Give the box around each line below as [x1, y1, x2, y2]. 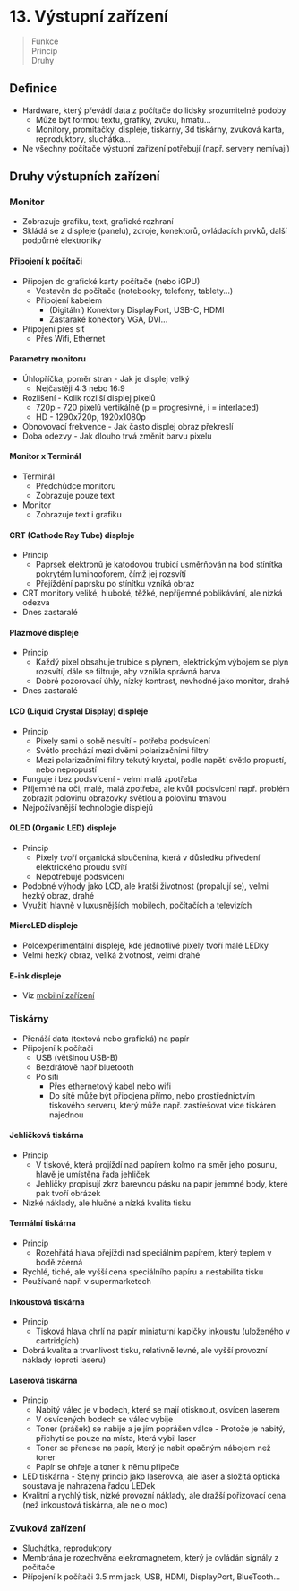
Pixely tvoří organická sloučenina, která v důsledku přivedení [35, 852, 261, 863]
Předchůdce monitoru [35, 481, 116, 491]
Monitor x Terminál [9, 451, 81, 462]
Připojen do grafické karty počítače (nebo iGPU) [21, 275, 201, 286]
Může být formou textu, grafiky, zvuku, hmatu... [35, 114, 211, 125]
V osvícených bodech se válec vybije [35, 1414, 174, 1425]
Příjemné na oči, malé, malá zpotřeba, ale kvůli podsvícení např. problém [21, 783, 290, 794]
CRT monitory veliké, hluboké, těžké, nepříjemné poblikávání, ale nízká [21, 587, 283, 598]
